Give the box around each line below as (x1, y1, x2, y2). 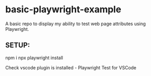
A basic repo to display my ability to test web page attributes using (5, 21, 146, 27)
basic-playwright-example (5, 4, 121, 15)
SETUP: (5, 41, 30, 50)
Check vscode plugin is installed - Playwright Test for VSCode (5, 64, 137, 70)
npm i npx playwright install (5, 54, 63, 61)
